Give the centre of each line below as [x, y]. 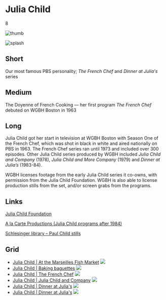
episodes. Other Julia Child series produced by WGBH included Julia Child [83, 154]
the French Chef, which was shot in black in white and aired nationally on [81, 143]
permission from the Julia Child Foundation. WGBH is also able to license [81, 180]
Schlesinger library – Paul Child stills [43, 234]
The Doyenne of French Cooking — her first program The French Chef [78, 104]
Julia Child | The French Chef [43, 274]
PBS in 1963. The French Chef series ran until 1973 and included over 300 [82, 149]
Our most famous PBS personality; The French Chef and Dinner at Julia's [81, 71]
